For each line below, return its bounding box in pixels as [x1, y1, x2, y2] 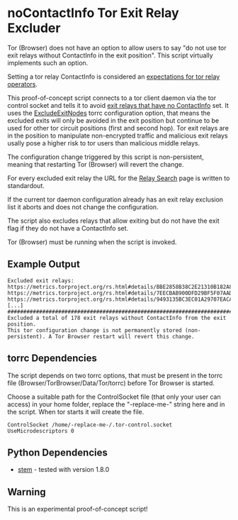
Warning [7, 486, 46, 498]
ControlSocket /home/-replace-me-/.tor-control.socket [7, 421, 173, 428]
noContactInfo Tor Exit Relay [7, 5, 179, 21]
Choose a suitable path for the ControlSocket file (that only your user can [7, 392, 221, 401]
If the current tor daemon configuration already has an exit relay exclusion [7, 195, 224, 204]
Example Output [7, 258, 80, 270]
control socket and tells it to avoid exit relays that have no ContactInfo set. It [7, 101, 229, 109]
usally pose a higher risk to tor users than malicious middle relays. [7, 138, 200, 147]
